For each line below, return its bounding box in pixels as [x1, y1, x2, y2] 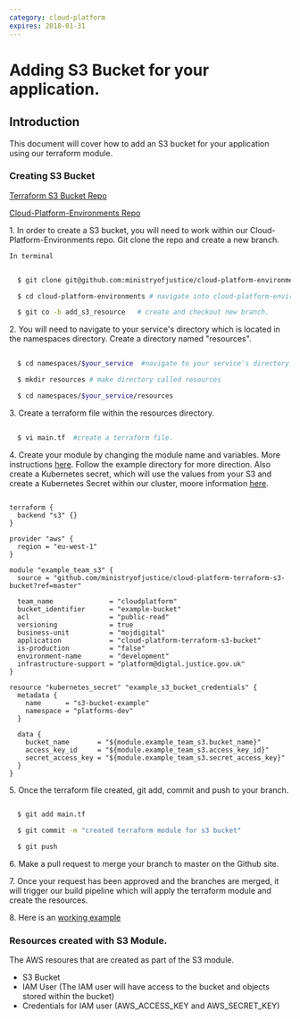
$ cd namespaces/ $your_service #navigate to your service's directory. [17, 359, 294, 368]
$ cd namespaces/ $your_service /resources [17, 391, 174, 400]
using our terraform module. [9, 147, 113, 158]
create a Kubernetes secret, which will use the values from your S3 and [9, 468, 272, 479]
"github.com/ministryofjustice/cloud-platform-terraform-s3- [53, 573, 286, 582]
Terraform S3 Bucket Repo [9, 189, 107, 201]
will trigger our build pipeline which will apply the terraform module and [9, 886, 272, 897]
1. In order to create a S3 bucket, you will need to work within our [9, 224, 248, 235]
